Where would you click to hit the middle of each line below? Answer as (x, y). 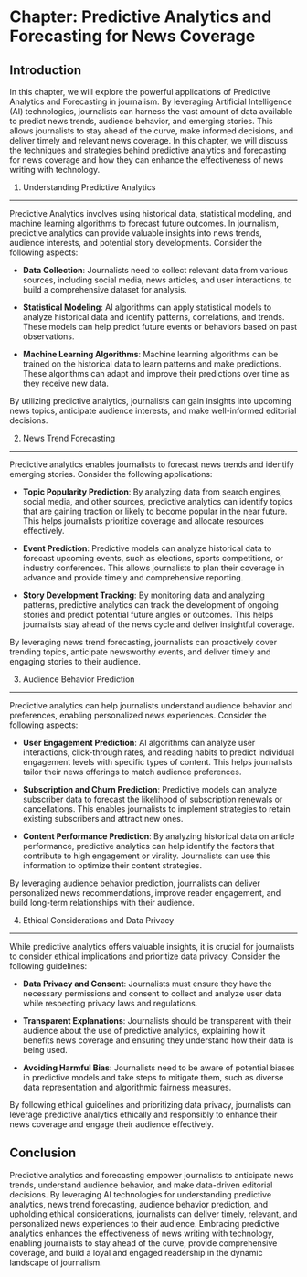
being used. (45, 1050)
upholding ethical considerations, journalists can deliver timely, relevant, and (153, 1214)
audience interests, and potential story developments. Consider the (136, 243)
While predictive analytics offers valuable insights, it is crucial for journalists (152, 947)
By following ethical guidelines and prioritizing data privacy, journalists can (150, 1105)
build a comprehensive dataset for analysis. (105, 289)
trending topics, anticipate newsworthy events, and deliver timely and (140, 652)
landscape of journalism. (56, 1262)
